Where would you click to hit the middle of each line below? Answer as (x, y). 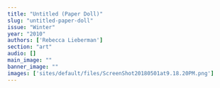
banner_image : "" (33, 67)
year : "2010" (27, 34)
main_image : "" (30, 60)
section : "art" (30, 47)
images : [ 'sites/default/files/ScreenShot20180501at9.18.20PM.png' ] (111, 73)
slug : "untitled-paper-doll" (50, 21)
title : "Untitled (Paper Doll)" (55, 14)
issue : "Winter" (31, 27)
